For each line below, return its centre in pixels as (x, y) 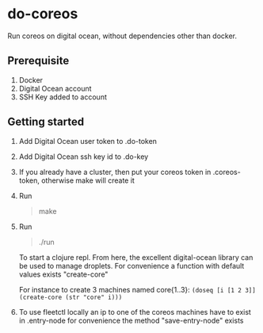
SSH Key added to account (63, 97)
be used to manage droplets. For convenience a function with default (131, 265)
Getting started (46, 122)
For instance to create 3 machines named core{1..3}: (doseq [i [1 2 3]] (137, 289)
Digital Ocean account (55, 88)
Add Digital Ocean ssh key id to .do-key (84, 157)
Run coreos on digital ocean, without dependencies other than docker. (122, 36)
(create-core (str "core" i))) (71, 297)
